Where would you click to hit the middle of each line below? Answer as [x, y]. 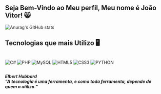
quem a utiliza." [21, 87]
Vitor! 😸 [18, 16]
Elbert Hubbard [21, 77]
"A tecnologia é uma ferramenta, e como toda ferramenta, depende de [78, 81]
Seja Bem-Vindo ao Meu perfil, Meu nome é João [81, 8]
